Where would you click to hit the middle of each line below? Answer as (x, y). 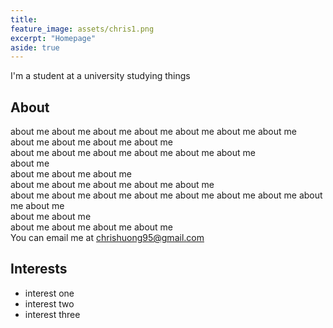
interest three (52, 314)
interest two (49, 303)
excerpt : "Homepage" (53, 38)
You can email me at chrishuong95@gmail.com (107, 238)
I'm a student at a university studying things (100, 76)
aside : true (35, 47)
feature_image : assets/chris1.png (82, 29)
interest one (49, 293)
